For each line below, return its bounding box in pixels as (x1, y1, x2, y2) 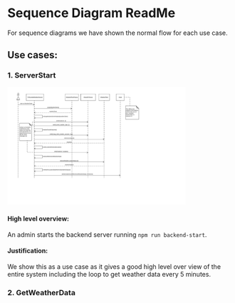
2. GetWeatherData (7, 287, 76, 297)
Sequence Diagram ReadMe (7, 5, 176, 21)
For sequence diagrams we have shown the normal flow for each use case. (7, 28, 228, 37)
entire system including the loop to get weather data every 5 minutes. (7, 270, 211, 278)
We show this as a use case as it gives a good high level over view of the (7, 262, 221, 271)
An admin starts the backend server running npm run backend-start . (7, 230, 207, 239)
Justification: (7, 247, 48, 255)
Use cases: (7, 49, 58, 61)
